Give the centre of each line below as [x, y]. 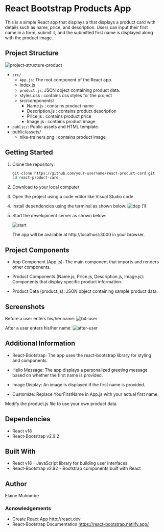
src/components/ [37, 101]
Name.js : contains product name [60, 105]
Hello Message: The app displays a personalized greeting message [80, 370]
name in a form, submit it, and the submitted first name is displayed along [79, 32]
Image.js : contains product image [61, 121]
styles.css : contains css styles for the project [66, 95]
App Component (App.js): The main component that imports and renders [85, 262]
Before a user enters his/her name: [40, 318]
